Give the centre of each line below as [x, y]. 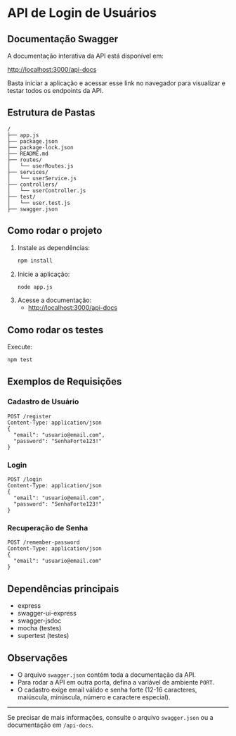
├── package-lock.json [40, 147]
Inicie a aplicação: [44, 274]
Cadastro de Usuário [43, 401]
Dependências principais [63, 588]
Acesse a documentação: [54, 300]
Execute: [20, 347]
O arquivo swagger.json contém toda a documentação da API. [107, 675]
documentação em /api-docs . [50, 725]
